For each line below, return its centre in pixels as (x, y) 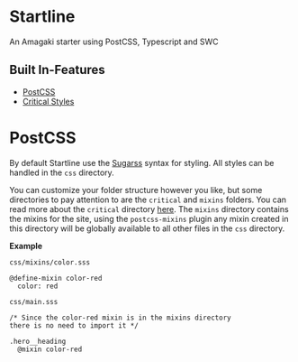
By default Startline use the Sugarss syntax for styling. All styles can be (142, 162)
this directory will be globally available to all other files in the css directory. (147, 228)
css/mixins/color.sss (50, 262)
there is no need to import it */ (74, 325)
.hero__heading (38, 341)
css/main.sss (34, 302)
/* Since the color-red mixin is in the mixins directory (120, 318)
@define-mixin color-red (56, 278)
